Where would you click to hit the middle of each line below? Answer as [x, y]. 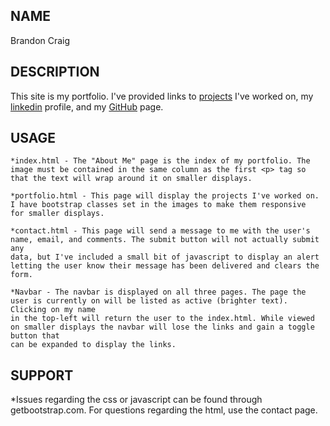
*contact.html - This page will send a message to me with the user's [160, 231]
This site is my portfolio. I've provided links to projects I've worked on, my [162, 96]
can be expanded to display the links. [93, 345]
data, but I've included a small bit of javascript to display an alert [165, 257]
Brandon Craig [40, 40]
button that [35, 336]
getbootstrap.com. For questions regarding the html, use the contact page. [164, 410]
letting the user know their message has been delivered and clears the [165, 266]
